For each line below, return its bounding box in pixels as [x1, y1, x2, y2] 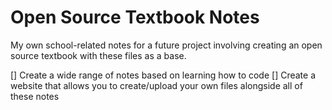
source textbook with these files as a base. [10, 49, 187, 61]
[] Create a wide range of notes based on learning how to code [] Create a [10, 69, 317, 81]
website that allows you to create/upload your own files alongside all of [10, 79, 303, 91]
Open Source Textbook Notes [10, 6, 260, 29]
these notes [10, 90, 60, 102]
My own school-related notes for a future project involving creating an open [10, 39, 323, 51]
